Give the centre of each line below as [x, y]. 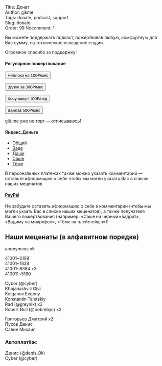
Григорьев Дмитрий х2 [29, 319]
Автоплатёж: [22, 342]
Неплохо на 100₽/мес [28, 76]
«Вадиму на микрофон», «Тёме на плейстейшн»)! [57, 222]
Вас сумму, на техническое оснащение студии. [55, 43]
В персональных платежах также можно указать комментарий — [74, 173]
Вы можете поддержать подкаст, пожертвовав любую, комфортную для [81, 37]
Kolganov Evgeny [23, 294]
